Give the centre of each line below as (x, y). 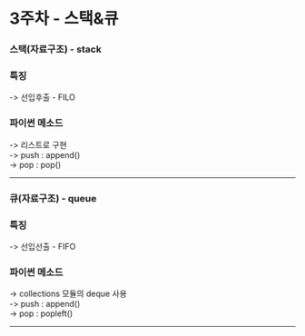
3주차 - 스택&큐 (64, 19)
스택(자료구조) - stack (55, 49)
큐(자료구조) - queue (53, 198)
